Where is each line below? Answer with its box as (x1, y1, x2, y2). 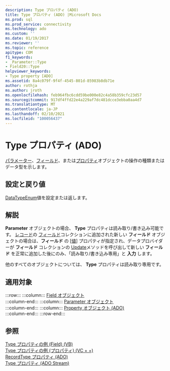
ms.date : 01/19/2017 (5, 36, 49, 41)
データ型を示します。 (5, 164, 50, 170)
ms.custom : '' (5, 31, 36, 36)
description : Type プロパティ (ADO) (5, 7, 79, 13)
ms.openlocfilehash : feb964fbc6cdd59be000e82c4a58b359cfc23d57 (5, 92, 142, 98)
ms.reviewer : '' (5, 41, 40, 46)
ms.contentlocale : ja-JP (5, 107, 58, 112)
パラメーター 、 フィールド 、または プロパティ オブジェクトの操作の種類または (5, 157, 165, 163)
